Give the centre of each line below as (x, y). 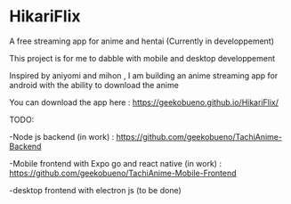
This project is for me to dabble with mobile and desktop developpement (142, 58)
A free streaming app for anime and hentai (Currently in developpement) (141, 41)
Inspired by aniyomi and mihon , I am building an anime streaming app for (144, 75)
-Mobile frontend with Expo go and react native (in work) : (116, 163)
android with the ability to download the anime (94, 85)
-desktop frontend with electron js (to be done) (96, 190)
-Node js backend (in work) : (62, 136)
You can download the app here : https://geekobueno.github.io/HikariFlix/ (144, 102)
